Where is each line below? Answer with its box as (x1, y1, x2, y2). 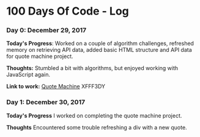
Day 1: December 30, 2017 (6, 98, 86, 107)
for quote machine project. (6, 53, 73, 60)
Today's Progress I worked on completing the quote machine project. (6, 111, 182, 119)
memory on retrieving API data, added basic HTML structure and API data (6, 46, 193, 54)
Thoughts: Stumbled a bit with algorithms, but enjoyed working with (6, 65, 179, 72)
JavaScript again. (6, 71, 51, 79)
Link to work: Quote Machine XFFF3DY (6, 83, 106, 90)
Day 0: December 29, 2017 (6, 26, 87, 35)
